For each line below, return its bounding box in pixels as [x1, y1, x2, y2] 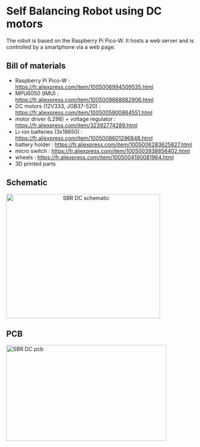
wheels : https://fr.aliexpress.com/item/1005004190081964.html [14, 154, 174, 161]
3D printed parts [14, 160, 56, 167]
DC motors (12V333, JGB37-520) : [14, 102, 101, 110]
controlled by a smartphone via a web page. [6, 43, 116, 51]
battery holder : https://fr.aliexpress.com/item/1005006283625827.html [14, 140, 192, 148]
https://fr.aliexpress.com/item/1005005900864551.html [14, 108, 152, 116]
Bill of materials [6, 61, 66, 71]
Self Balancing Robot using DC [6, 4, 162, 18]
